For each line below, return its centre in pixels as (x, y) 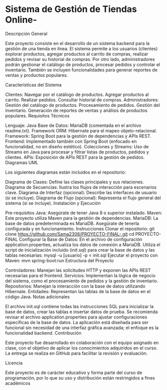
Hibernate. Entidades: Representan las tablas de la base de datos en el (78, 291)
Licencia (14, 363)
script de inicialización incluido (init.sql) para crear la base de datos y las (80, 250)
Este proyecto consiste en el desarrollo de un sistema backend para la (77, 43)
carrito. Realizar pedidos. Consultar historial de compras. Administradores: (82, 100)
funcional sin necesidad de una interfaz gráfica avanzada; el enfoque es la (82, 328)
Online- (21, 20)
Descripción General (26, 33)
